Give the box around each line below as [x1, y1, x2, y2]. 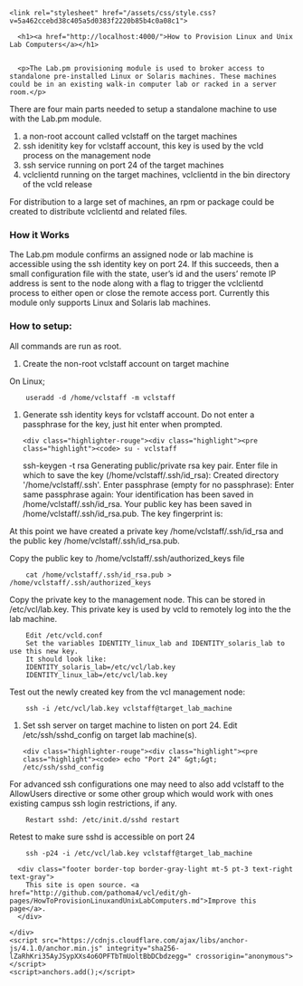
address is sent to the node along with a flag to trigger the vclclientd [9, 278, 264, 289]
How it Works [9, 228, 70, 241]
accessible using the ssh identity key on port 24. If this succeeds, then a [9, 259, 279, 270]
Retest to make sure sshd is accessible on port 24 [9, 831, 196, 842]
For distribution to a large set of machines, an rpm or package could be [9, 196, 275, 207]
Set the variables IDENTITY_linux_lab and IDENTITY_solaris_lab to [25, 638, 285, 647]
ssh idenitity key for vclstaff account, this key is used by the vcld [22, 140, 264, 151]
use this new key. [9, 646, 79, 656]
